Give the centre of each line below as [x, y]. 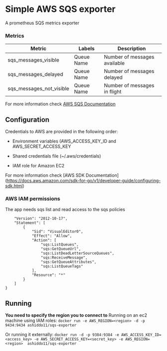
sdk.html [14, 186]
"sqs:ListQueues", [60, 245]
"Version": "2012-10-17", [41, 219]
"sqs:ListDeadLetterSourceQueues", [77, 253]
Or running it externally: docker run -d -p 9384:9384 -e [62, 335]
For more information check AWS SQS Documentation [60, 104]
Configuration [27, 119]
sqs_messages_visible [34, 60]
